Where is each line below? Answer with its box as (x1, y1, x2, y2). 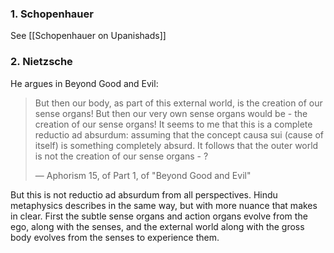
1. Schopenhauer (10, 7, 94, 21)
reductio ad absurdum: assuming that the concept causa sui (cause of (34, 128, 324, 141)
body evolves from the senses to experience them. (10, 231, 220, 243)
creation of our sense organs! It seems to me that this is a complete (34, 118, 313, 130)
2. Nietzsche (10, 55, 73, 69)
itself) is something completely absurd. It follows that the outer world (34, 139, 319, 151)
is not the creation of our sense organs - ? (34, 150, 209, 162)
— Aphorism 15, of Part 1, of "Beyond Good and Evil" (34, 169, 252, 181)
